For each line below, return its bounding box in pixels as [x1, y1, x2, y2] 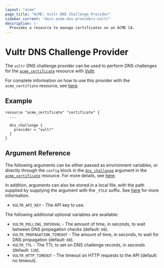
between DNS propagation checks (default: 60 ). [12, 226, 109, 232]
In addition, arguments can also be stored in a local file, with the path [5, 182, 145, 188]
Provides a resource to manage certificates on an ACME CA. [9, 26, 135, 30]
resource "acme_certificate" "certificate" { [5, 110, 100, 115]
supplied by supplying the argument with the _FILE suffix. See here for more [5, 187, 159, 193]
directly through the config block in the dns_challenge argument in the [5, 167, 147, 173]
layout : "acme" [5, 7, 36, 12]
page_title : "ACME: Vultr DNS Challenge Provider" [5, 12, 111, 17]
